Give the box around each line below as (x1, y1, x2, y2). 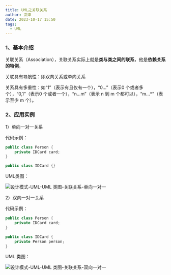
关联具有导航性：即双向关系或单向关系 (5, 74, 85, 80)
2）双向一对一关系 (5, 195, 44, 201)
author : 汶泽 (5, 12, 32, 17)
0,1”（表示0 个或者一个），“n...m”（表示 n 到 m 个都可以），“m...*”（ (18, 91, 159, 97)
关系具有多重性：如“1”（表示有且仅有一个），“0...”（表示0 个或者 (5, 84, 139, 90)
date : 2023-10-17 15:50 (5, 17, 56, 22)
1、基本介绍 (5, 44, 34, 51)
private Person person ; (14, 239, 65, 244)
